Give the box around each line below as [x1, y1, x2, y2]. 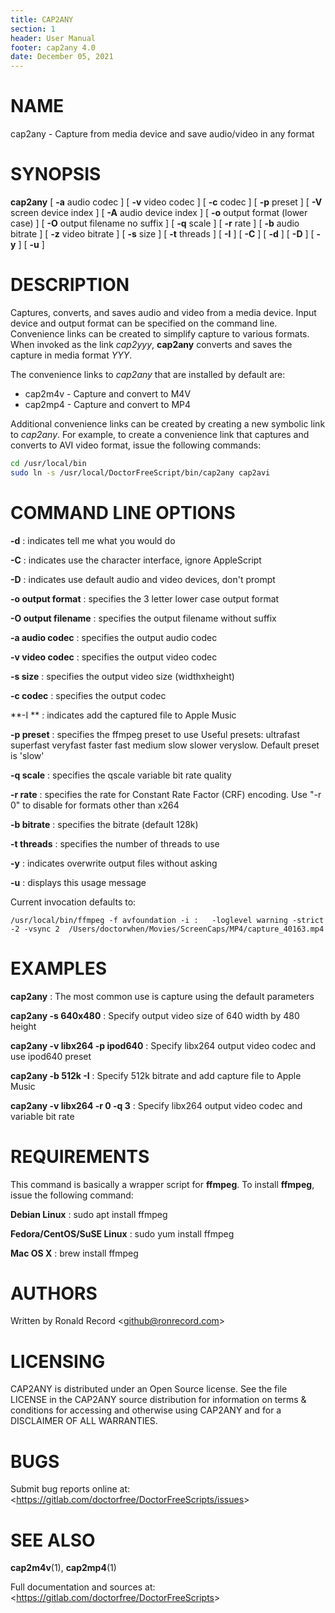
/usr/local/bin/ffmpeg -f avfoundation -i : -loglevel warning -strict [10, 915, 325, 925]
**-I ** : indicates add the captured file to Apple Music [10, 709, 237, 721]
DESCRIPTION [10, 274, 130, 296]
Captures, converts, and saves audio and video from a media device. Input [10, 306, 317, 318]
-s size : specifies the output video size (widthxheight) [10, 670, 235, 682]
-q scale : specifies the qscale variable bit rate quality [10, 769, 232, 781]
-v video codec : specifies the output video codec [10, 651, 218, 663]
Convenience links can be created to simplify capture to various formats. [10, 327, 310, 340]
